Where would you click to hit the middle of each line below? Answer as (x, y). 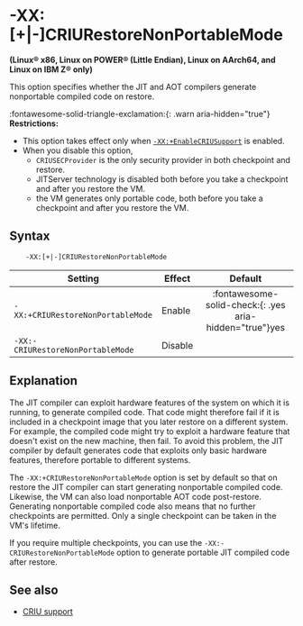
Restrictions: (34, 123)
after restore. (34, 562)
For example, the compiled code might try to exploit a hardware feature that (150, 431)
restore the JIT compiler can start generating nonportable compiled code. (146, 486)
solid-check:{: (236, 304)
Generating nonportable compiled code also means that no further (133, 506)
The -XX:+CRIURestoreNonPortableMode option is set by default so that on (143, 477)
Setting (83, 278)
